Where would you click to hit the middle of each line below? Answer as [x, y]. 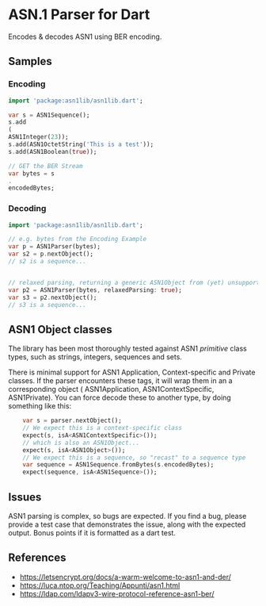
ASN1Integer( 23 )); [38, 137]
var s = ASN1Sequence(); [49, 115]
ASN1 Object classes [60, 330]
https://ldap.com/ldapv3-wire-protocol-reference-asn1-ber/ [117, 593]
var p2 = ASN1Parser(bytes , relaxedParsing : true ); [95, 290]
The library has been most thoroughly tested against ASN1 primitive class [127, 349]
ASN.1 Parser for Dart [79, 15]
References [37, 558]
